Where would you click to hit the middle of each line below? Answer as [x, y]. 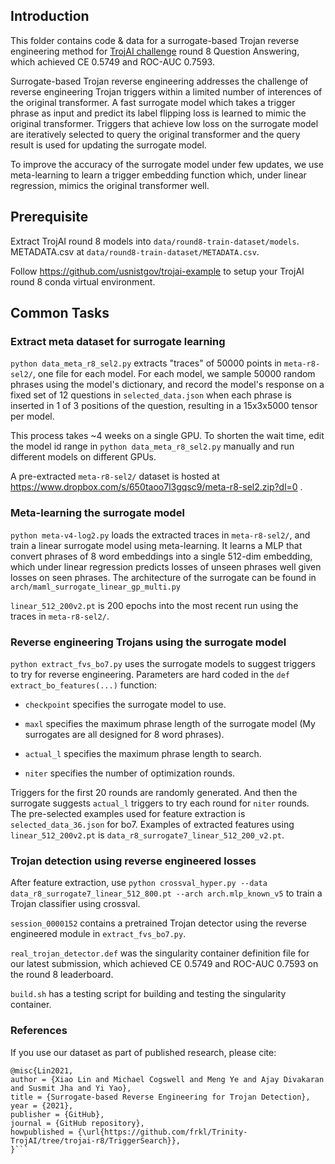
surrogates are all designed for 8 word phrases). [124, 734]
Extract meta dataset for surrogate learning [118, 341]
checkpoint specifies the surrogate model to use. [125, 704]
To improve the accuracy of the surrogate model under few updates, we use [167, 164]
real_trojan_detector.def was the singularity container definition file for [160, 953]
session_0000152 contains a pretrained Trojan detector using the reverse [158, 923]
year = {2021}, [42, 1105]
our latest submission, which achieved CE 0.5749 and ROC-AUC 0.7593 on [164, 964]
